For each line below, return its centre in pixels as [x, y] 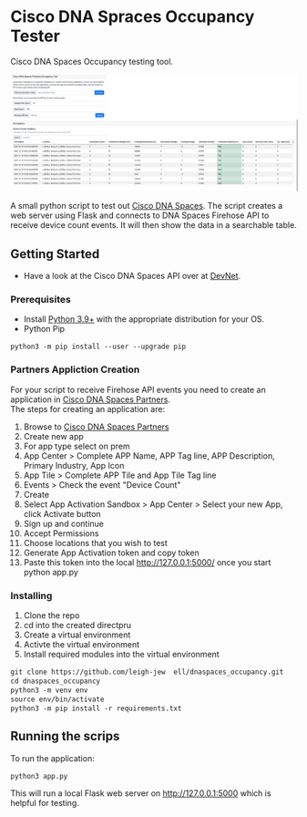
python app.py [51, 572]
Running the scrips [65, 736]
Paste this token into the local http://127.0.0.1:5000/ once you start [147, 562]
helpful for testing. [45, 802]
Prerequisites [41, 299]
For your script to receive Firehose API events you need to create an [138, 389]
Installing [31, 595]
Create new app [54, 436]
